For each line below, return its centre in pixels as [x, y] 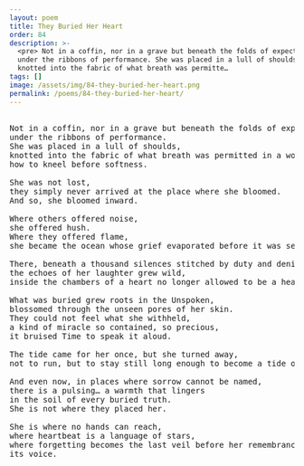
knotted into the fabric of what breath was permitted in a [146, 155]
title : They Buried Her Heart [66, 26]
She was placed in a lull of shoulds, [95, 146]
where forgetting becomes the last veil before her [127, 445]
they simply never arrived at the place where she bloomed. [146, 191]
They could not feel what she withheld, [100, 318]
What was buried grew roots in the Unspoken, [112, 300]
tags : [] [26, 77]
